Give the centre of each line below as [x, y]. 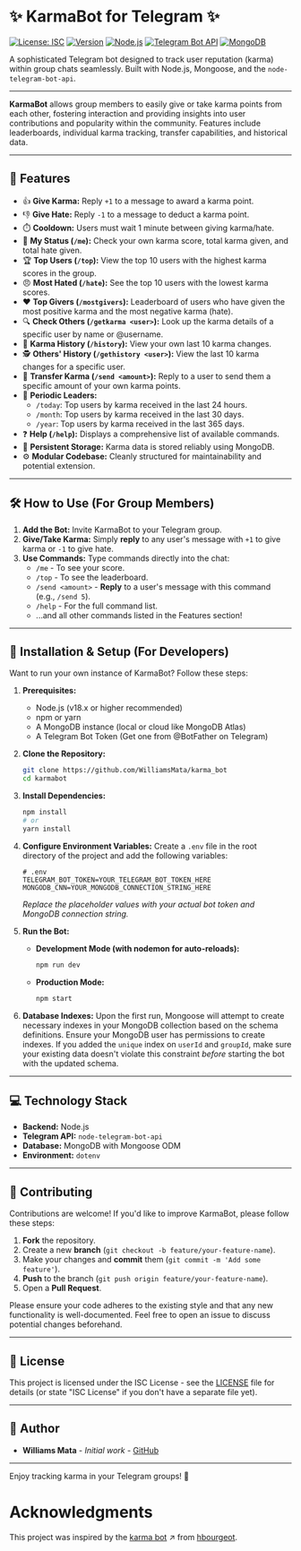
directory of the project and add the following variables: [125, 855]
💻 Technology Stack [69, 1101]
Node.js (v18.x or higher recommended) [109, 708]
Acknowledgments [82, 1512]
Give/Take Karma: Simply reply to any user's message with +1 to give [151, 539]
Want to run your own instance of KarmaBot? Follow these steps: [129, 673]
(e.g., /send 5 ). [63, 596]
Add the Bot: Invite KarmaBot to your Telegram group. [122, 530]
